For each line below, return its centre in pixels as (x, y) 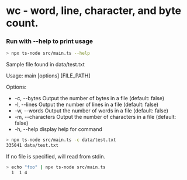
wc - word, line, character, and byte (94, 11)
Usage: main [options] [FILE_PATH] (48, 76)
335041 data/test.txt (32, 146)
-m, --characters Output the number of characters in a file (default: (95, 117)
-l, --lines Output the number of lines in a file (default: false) (86, 105)
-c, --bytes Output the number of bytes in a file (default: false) (89, 98)
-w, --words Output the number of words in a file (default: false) (91, 111)
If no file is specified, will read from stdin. (56, 157)
